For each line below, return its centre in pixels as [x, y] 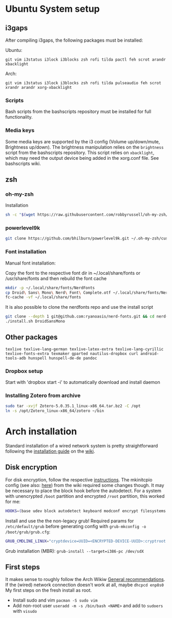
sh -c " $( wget [20, 215]
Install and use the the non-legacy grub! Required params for [70, 521]
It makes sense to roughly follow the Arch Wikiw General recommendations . [85, 579]
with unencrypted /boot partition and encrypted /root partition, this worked [85, 496]
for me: [13, 501]
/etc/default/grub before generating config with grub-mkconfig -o [76, 526]
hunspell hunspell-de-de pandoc [62, 358]
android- [150, 353]
